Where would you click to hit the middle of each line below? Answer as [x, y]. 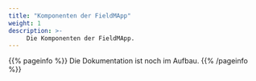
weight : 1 [25, 23]
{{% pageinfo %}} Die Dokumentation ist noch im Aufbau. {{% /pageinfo [128, 61]
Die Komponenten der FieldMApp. [81, 38]
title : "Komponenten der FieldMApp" [70, 16]
